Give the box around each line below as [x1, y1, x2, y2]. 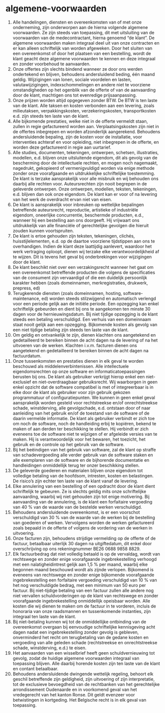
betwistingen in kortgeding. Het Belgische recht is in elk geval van [12, 697, 147, 703]
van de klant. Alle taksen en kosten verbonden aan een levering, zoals [12, 103, 155, 108]
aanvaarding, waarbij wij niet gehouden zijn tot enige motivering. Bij [12, 494, 150, 500]
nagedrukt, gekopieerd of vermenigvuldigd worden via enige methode [12, 165, 155, 171]
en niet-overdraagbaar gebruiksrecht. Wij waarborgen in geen [32, 379, 158, 385]
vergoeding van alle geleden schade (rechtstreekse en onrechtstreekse [12, 639, 158, 645]
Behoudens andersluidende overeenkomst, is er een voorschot [12, 509, 140, 515]
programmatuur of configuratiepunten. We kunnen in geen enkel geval [12, 395, 155, 400]
